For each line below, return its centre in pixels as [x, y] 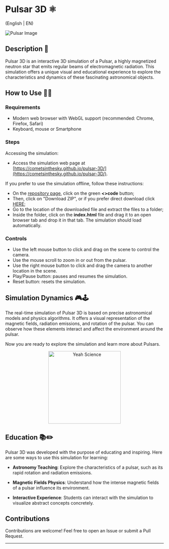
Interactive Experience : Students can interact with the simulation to [83, 498]
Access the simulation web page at [49, 163]
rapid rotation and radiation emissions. [52, 472]
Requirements [23, 107]
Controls [16, 238]
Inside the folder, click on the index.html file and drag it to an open [82, 214]
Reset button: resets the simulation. [49, 282]
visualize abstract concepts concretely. [53, 503]
